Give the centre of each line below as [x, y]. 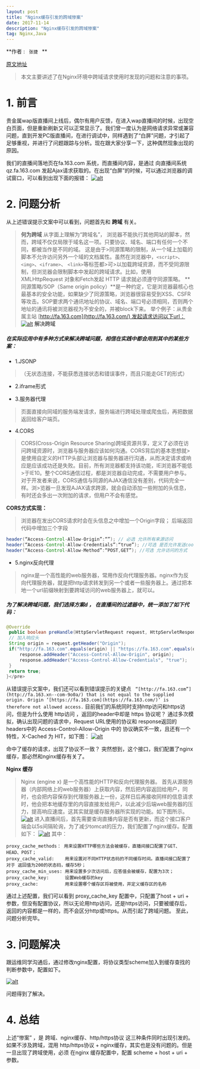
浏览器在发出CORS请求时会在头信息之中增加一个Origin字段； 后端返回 [107, 520]
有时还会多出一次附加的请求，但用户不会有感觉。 [81, 495]
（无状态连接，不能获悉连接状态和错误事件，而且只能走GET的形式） [104, 373]
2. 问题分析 [33, 204]
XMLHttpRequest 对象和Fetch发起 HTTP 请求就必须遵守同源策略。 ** [105, 279]
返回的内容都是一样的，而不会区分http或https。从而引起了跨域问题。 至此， [99, 911]
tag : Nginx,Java [26, 34]
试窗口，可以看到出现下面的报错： [48, 178]
